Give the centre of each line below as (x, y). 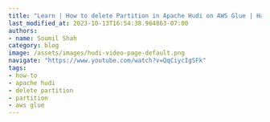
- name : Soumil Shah (43, 38)
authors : (23, 31)
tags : (17, 68)
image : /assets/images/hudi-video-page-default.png (96, 53)
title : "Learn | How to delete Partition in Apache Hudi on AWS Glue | (131, 16)
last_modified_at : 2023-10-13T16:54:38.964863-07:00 (98, 23)
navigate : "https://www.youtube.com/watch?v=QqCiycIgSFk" (107, 61)
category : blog (34, 46)
